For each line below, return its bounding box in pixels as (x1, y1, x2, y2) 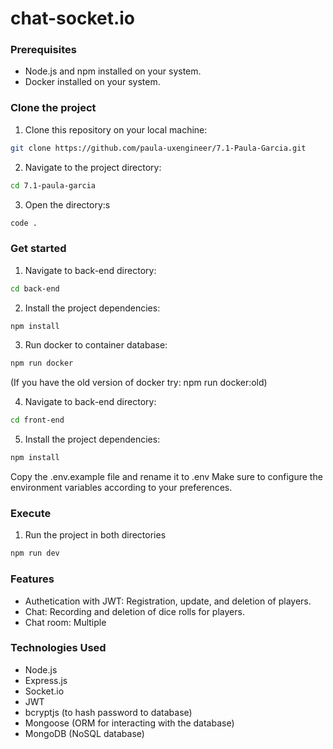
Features (10, 572, 55, 586)
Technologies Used (10, 641, 107, 655)
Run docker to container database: (24, 339, 168, 351)
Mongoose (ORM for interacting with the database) (24, 717, 235, 729)
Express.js (24, 674, 68, 686)
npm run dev (10, 548, 60, 559)
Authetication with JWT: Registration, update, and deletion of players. (24, 595, 312, 607)
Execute (10, 507, 52, 520)
